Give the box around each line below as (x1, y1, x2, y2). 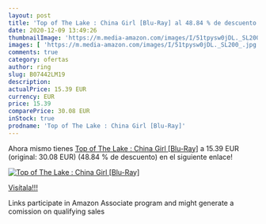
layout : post (8, 11, 51, 20)
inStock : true (8, 115, 55, 123)
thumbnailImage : (8, 33, 62, 42)
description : (8, 78, 51, 85)
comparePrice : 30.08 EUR (8, 108, 90, 116)
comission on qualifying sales (8, 207, 105, 216)
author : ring (8, 63, 51, 71)
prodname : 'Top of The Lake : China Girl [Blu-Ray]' (8, 122, 186, 130)
